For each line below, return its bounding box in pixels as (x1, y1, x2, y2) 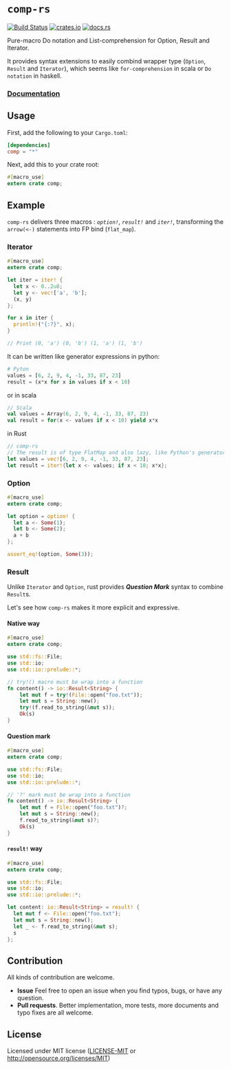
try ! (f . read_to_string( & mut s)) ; (19, 704, 115, 712)
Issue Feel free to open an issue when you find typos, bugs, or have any (16, 986, 222, 995)
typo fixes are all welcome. (16, 1008, 93, 1017)
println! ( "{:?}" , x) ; (13, 321, 76, 328)
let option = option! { (7, 512, 76, 519)
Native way (7, 619, 40, 627)
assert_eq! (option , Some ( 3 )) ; (7, 551, 94, 558)
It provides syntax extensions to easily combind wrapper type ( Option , (7, 56, 206, 65)
